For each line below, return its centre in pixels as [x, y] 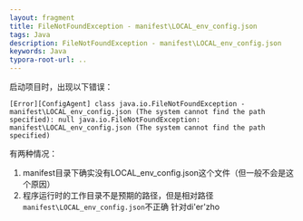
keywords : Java [38, 52]
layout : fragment [42, 18]
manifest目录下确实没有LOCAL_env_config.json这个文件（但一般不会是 [154, 173]
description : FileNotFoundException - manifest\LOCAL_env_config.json [146, 43]
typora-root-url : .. [49, 60]
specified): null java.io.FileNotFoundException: [105, 120]
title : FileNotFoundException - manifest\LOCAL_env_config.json [133, 26]
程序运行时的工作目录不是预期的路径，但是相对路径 [118, 195]
